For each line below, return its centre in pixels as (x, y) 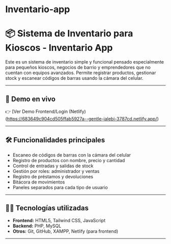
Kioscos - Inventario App (59, 48)
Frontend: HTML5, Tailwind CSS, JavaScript (59, 220)
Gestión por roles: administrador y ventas (56, 171)
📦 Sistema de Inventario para (69, 34)
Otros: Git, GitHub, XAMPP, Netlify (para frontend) (65, 231)
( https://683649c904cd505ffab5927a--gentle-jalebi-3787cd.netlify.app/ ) (82, 118)
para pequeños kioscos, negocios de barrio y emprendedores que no (78, 68)
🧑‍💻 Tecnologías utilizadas (47, 208)
